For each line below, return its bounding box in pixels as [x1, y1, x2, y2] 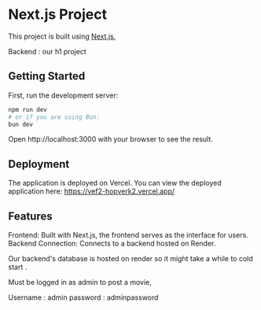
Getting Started [8, 69, 86, 83]
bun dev [8, 120, 34, 128]
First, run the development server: [8, 90, 119, 100]
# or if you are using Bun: [8, 113, 101, 121]
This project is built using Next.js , [8, 31, 116, 41]
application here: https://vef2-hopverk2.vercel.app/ [8, 186, 175, 196]
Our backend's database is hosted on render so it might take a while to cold [8, 254, 253, 263]
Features [8, 209, 53, 223]
